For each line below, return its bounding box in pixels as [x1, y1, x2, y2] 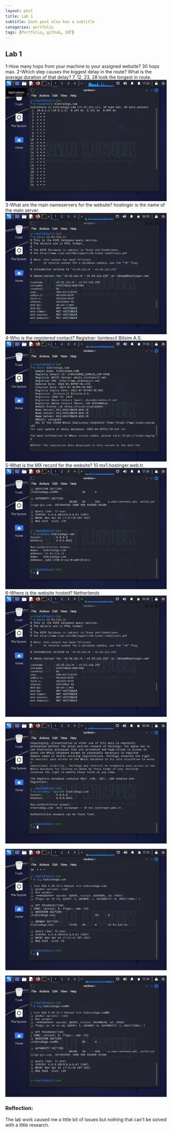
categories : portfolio [5, 25, 54, 30]
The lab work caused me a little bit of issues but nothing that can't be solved [5, 1116, 167, 1122]
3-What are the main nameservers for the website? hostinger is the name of [5, 202, 165, 208]
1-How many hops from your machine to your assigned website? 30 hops [5, 63, 160, 69]
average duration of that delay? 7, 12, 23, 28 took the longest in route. [5, 74, 152, 80]
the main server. [5, 207, 39, 213]
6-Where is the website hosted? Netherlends [5, 590, 100, 596]
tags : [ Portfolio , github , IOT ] [5, 30, 74, 35]
